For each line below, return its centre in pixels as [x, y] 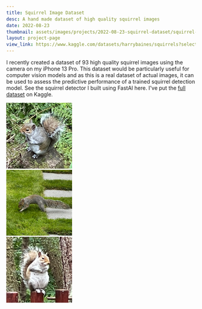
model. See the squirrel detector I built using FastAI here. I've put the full [96, 88]
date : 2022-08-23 [28, 25]
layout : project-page [33, 38]
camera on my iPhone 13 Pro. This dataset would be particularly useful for [98, 69]
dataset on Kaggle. [29, 94]
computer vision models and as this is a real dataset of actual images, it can [100, 75]
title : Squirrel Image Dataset [45, 13]
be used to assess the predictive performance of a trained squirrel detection [101, 82]
